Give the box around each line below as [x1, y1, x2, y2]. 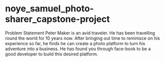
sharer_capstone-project [5, 13, 110, 25]
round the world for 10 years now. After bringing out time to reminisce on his [5, 35, 160, 41]
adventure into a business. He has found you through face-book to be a [5, 46, 151, 52]
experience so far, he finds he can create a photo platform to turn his [5, 40, 146, 46]
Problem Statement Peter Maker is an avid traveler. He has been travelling [5, 30, 155, 36]
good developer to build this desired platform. [5, 51, 98, 57]
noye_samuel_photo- [5, 3, 94, 14]
